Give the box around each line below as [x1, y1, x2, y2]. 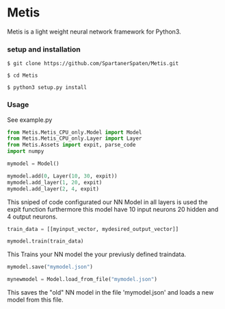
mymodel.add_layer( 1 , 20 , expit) [7, 179, 103, 186]
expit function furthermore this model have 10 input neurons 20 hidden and [7, 205, 219, 213]
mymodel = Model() [7, 160, 59, 167]
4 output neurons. [7, 212, 58, 221]
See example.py [7, 115, 53, 124]
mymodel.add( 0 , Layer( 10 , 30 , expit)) [7, 173, 118, 180]
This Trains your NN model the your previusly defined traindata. [7, 250, 187, 258]
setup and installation [7, 45, 81, 54]
